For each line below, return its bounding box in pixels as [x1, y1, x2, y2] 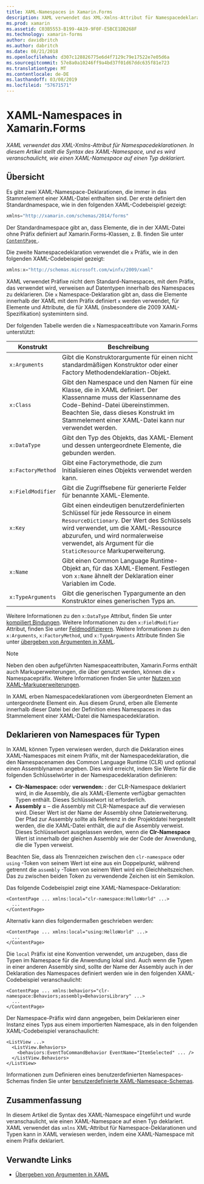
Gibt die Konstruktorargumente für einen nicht [61, 353, 193, 361]
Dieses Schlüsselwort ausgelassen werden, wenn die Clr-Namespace [15, 829, 191, 836]
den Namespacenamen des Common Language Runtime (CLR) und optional [6, 759, 196, 766]
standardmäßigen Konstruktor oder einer [61, 360, 178, 369]
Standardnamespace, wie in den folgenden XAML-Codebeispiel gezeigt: [6, 201, 187, 208]
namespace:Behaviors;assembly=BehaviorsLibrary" [6, 993, 132, 999]
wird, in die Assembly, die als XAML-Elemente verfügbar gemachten [15, 790, 186, 797]
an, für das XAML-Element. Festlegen [82, 564, 190, 572]
